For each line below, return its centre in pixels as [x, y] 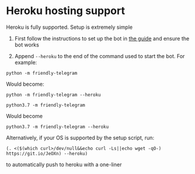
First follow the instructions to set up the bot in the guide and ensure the [102, 38]
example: [26, 62]
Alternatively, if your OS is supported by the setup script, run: [80, 138]
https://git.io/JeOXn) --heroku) [47, 153]
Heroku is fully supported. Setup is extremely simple [70, 27]
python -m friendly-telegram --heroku [53, 95]
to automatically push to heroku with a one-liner [64, 164]
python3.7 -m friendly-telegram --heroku [58, 127]
